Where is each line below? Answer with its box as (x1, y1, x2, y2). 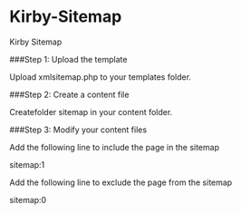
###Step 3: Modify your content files (9, 124, 148, 135)
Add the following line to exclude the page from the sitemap (9, 177, 233, 188)
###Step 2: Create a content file (9, 89, 130, 100)
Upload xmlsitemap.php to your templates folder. (9, 71, 192, 83)
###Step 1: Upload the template (9, 53, 128, 64)
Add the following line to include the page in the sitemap (9, 141, 220, 152)
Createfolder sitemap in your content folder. (9, 106, 173, 117)
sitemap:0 (9, 194, 47, 205)
